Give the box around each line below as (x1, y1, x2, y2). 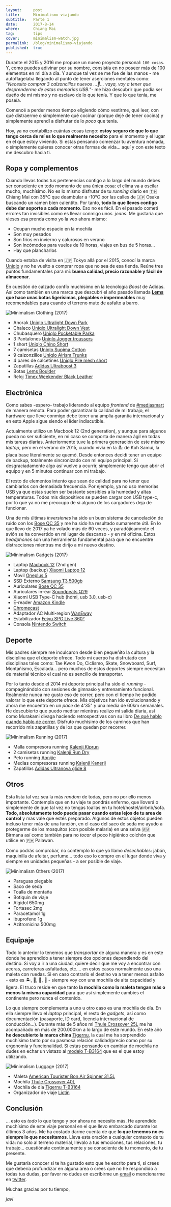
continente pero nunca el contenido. (6, 995, 82, 1001)
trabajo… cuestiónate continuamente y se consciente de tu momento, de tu (6, 1144, 163, 1151)
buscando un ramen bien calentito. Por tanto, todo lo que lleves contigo (6, 199, 157, 206)
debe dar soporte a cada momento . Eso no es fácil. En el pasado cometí (6, 205, 158, 211)
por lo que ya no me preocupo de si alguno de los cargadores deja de (6, 500, 152, 506)
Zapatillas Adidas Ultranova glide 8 (13, 765, 87, 771)
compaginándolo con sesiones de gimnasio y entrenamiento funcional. (6, 686, 154, 693)
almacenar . (6, 274, 30, 280)
